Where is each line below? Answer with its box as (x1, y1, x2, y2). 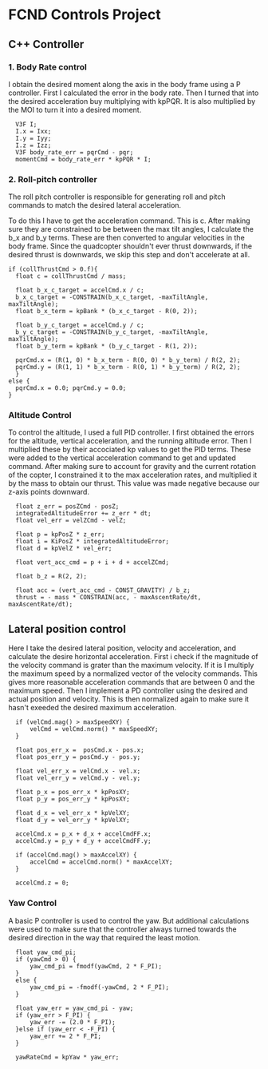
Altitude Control (8, 410, 72, 421)
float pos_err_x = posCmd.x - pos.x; (15, 746, 145, 754)
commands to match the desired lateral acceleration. (8, 201, 182, 210)
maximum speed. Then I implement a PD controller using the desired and (8, 686, 248, 696)
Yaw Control (8, 897, 57, 908)
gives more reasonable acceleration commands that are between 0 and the (8, 678, 255, 687)
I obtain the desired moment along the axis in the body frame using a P (8, 79, 241, 89)
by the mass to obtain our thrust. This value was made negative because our (8, 479, 260, 488)
